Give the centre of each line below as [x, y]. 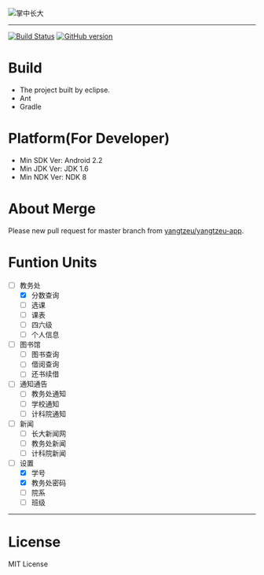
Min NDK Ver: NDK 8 [53, 176]
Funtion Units [53, 262]
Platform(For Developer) [89, 139]
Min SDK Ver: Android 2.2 [61, 160]
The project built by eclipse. [64, 90]
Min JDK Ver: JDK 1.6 [54, 169]
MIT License [28, 564]
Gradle [30, 106]
